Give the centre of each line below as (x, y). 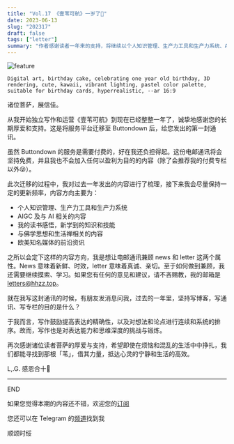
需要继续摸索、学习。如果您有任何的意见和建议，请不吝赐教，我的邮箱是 (117, 275)
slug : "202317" (29, 26)
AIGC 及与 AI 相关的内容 (52, 216)
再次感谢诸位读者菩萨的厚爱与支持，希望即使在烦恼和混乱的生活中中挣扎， (114, 345)
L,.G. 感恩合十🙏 (29, 369)
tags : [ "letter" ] (32, 40)
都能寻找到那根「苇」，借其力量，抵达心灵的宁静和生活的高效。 (103, 354)
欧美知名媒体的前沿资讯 (51, 242)
